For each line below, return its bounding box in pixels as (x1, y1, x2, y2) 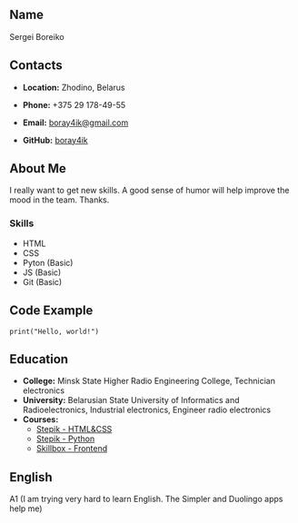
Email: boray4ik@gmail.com (22, 117, 129, 128)
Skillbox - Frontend (35, 443, 108, 454)
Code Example (9, 303, 94, 319)
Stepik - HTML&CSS (35, 424, 113, 435)
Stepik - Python (35, 433, 95, 444)
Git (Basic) (22, 276, 63, 287)
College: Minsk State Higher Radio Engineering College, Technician (22, 376, 275, 387)
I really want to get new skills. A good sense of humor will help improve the (9, 185, 290, 196)
